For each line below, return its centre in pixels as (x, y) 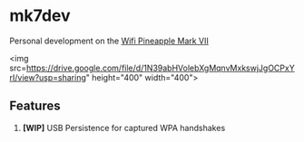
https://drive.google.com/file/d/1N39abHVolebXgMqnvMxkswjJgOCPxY (160, 68)
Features (35, 106)
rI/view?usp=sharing (48, 77)
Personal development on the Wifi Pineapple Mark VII (109, 41)
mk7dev (40, 16)
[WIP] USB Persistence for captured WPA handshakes (124, 128)
